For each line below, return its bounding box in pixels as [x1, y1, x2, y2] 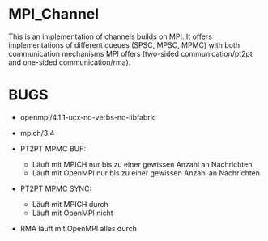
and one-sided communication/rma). [8, 57, 131, 67]
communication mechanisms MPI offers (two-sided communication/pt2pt [8, 49, 253, 58]
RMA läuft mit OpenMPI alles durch [19, 223, 138, 233]
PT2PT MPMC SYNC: [19, 184, 91, 193]
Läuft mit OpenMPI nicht [32, 208, 113, 218]
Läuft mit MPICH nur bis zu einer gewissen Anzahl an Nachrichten [32, 159, 253, 169]
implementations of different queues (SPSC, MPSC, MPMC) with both [8, 40, 240, 49]
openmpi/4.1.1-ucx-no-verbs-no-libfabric [19, 112, 156, 122]
